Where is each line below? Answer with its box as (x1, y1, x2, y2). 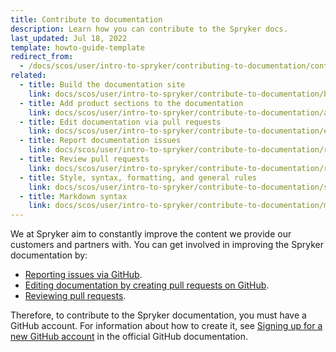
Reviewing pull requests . (24, 290, 127, 302)
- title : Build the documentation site (19, 80, 186, 90)
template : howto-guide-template (10, 42, 145, 53)
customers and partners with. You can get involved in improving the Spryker (10, 239, 324, 251)
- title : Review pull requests (19, 154, 150, 164)
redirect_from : (10, 52, 74, 62)
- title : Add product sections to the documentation (19, 98, 244, 108)
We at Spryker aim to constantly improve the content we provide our (10, 228, 292, 240)
